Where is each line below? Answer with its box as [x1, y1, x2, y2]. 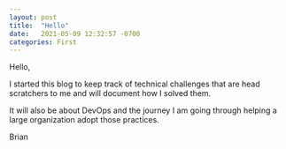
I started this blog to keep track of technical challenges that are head [9, 78, 261, 89]
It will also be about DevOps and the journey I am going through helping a [9, 105, 277, 115]
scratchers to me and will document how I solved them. [9, 88, 212, 99]
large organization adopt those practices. [9, 115, 159, 125]
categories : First [9, 37, 77, 47]
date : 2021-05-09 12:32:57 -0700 [9, 29, 141, 38]
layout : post [9, 12, 58, 22]
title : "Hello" [9, 21, 69, 30]
